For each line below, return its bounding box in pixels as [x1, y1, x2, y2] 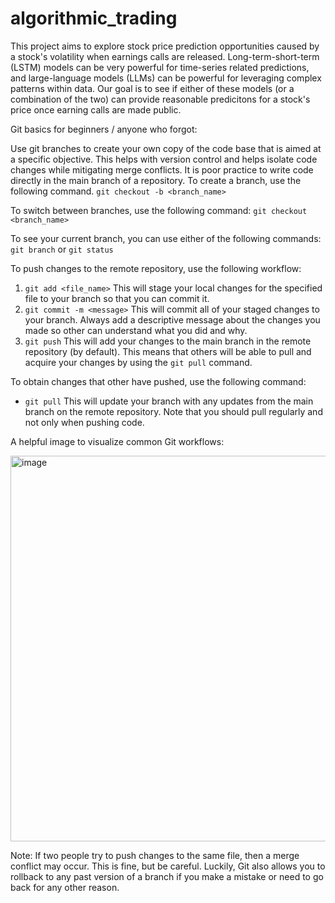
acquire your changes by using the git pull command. [24, 356, 253, 368]
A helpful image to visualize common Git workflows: [10, 435, 225, 447]
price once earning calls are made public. [10, 103, 182, 116]
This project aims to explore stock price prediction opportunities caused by [10, 40, 320, 52]
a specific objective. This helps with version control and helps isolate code [10, 153, 318, 165]
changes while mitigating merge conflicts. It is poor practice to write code [10, 163, 314, 176]
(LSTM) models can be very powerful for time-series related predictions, [10, 61, 310, 73]
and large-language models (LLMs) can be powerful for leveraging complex [10, 72, 322, 84]
